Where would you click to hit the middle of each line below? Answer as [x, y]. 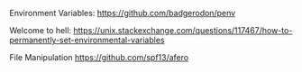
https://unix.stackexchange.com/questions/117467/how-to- [183, 30]
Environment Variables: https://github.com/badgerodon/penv [123, 13]
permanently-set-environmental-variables [87, 40]
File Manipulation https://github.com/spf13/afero [99, 57]
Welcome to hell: [41, 30]
